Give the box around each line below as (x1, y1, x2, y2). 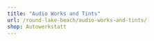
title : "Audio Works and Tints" (7, 10, 101, 17)
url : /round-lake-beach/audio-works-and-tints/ (7, 17, 148, 24)
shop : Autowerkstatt (7, 23, 67, 30)
